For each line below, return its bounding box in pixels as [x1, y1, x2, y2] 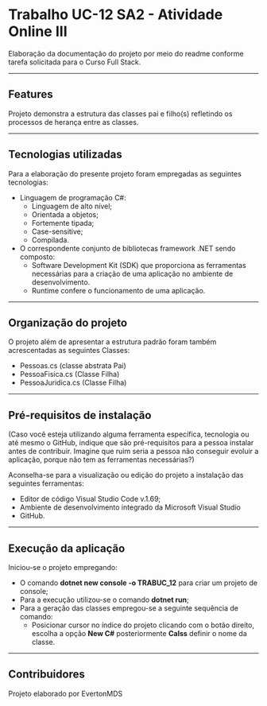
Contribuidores [8, 668, 85, 681]
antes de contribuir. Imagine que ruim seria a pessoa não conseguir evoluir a [8, 447, 259, 456]
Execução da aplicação [8, 541, 126, 555]
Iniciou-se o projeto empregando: [8, 563, 118, 572]
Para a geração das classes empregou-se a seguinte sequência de [19, 603, 238, 613]
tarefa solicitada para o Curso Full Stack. [8, 57, 141, 67]
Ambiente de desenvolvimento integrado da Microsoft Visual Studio [19, 502, 241, 512]
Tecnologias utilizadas [8, 148, 122, 161]
